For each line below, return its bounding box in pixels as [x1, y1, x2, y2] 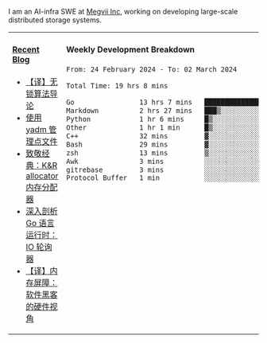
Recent [12, 44, 40, 55]
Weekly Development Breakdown [66, 44, 195, 55]
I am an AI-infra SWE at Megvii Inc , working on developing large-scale [8, 7, 238, 16]
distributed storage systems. [8, 15, 102, 25]
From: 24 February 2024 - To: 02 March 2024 [66, 64, 238, 74]
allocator [25, 170, 59, 181]
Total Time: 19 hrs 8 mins [66, 81, 168, 90]
